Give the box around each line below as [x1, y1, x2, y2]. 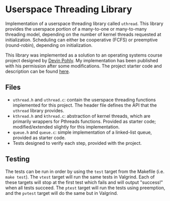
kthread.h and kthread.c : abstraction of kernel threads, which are [12, 113, 151, 119]
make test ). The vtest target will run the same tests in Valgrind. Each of [5, 173, 155, 180]
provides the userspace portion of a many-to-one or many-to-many [5, 26, 147, 32]
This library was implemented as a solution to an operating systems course [5, 52, 163, 58]
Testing [5, 155, 30, 164]
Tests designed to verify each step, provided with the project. [12, 140, 142, 146]
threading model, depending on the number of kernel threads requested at [5, 31, 161, 37]
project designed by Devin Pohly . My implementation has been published [5, 57, 159, 63]
